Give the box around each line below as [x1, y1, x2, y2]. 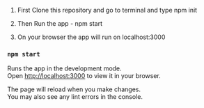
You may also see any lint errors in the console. [7, 93, 143, 101]
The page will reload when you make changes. [7, 85, 141, 93]
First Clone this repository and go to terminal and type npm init [17, 6, 197, 14]
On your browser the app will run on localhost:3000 [17, 33, 166, 41]
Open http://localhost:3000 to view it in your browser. [7, 72, 162, 80]
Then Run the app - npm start [17, 20, 103, 27]
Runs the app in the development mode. [7, 64, 122, 72]
